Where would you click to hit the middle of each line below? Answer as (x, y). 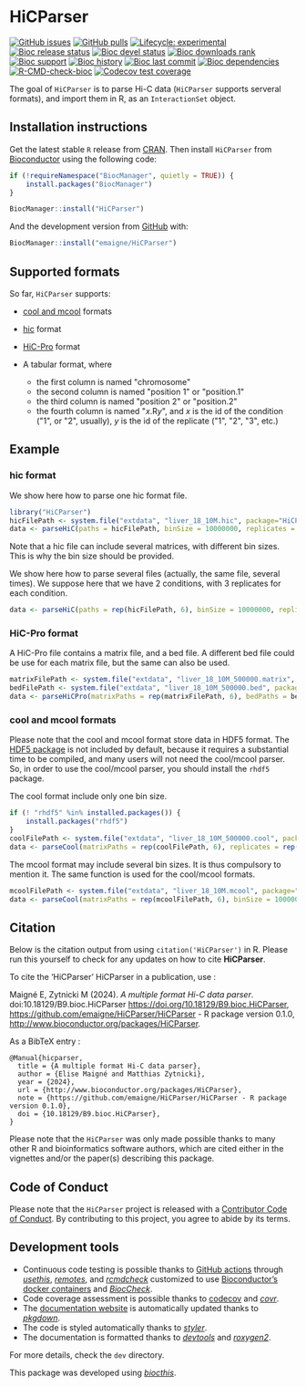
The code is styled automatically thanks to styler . (115, 1327)
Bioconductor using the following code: (83, 159)
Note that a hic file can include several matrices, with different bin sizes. (145, 547)
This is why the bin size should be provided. (92, 556)
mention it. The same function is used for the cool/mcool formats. (133, 874)
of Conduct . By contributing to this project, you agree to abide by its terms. (150, 1219)
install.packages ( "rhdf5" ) (77, 822)
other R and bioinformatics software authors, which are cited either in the (147, 1149)
